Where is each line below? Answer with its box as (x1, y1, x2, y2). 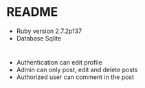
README (6, 4, 58, 20)
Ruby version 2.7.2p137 (16, 27, 82, 35)
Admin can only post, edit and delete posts (16, 66, 138, 74)
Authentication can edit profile (16, 58, 102, 67)
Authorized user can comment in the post (16, 73, 135, 81)
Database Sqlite (16, 34, 62, 42)
